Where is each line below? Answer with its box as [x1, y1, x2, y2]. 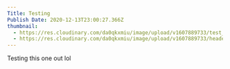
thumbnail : [7, 23, 38, 29]
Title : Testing [7, 10, 51, 17]
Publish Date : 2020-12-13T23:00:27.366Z [7, 16, 125, 23]
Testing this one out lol [7, 54, 71, 62]
